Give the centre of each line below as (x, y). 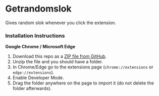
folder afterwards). (32, 88)
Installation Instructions (35, 36)
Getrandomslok (38, 9)
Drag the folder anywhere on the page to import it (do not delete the (83, 83)
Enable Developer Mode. (38, 78)
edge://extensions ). (33, 72)
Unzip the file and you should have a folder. (58, 62)
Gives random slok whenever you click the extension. (61, 23)
